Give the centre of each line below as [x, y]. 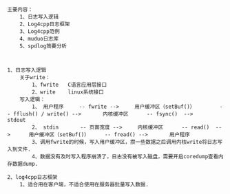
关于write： [35, 78]
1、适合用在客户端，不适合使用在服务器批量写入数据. [84, 185]
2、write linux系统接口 [68, 92]
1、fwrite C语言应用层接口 [70, 85]
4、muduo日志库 [39, 39]
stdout [17, 120]
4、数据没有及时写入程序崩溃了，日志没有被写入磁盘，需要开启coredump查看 [125, 157]
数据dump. [25, 164]
